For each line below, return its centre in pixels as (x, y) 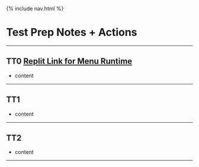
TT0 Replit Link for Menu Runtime (69, 61)
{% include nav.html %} (35, 9)
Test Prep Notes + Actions (72, 32)
